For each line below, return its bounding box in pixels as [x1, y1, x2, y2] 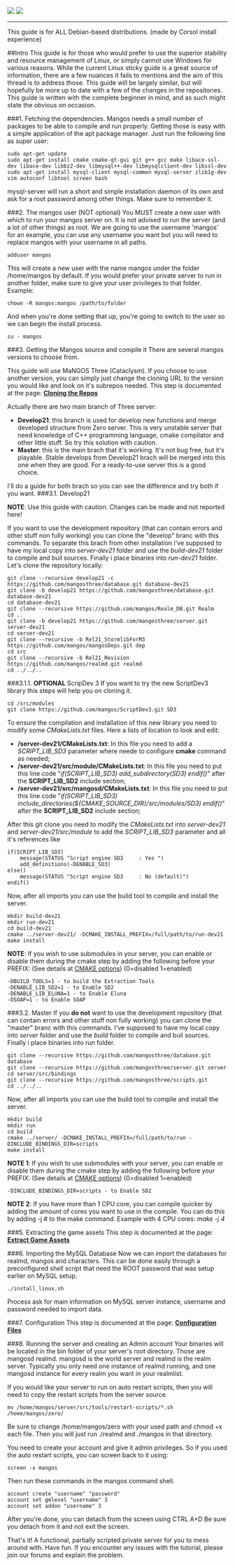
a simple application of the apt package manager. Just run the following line [7, 130, 226, 137]
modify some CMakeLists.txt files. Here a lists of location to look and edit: [7, 726, 220, 734]
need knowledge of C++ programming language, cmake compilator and [17, 431, 225, 439]
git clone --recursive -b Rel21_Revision [7, 654, 130, 661]
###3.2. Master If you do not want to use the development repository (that [7, 1008, 222, 1017]
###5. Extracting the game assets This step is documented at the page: [7, 1228, 213, 1236]
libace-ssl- [185, 156, 220, 163]
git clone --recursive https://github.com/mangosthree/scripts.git [7, 1076, 208, 1084]
